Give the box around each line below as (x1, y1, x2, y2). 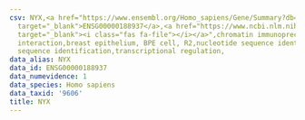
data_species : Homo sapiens (9, 80, 116, 89)
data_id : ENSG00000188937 (9, 64, 107, 73)
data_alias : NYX (9, 55, 71, 64)
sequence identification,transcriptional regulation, (17, 47, 225, 56)
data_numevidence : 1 (9, 72, 88, 81)
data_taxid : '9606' (9, 88, 84, 97)
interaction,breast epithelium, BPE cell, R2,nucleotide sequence (17, 38, 274, 48)
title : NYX (9, 97, 51, 106)
